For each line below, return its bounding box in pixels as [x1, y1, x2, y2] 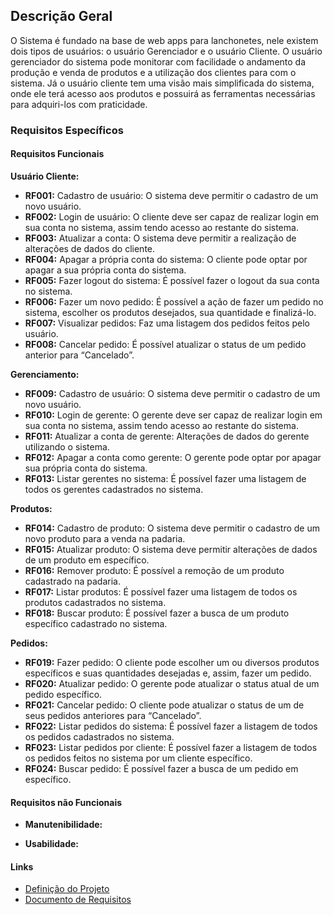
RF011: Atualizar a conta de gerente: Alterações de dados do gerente [24, 430, 310, 442]
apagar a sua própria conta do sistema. [24, 264, 187, 276]
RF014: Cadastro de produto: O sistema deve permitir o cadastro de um [24, 522, 320, 534]
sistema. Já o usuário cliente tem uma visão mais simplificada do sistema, [10, 77, 315, 89]
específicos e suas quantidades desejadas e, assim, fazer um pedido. [24, 667, 312, 679]
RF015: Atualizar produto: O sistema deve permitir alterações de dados [24, 543, 318, 555]
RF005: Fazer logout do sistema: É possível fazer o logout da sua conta [24, 274, 320, 286]
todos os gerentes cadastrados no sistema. [24, 483, 204, 495]
